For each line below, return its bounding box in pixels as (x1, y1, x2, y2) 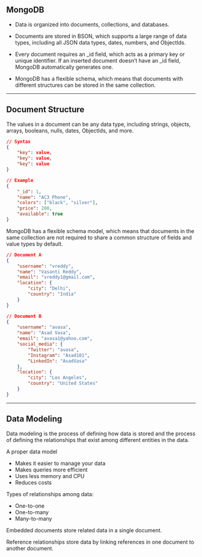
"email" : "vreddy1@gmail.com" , (17, 274, 96, 281)
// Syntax (6, 138, 31, 145)
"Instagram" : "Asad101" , (28, 352, 90, 358)
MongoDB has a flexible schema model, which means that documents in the (6, 227, 194, 234)
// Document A (6, 252, 42, 258)
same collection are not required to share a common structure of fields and (6, 234, 192, 241)
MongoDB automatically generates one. (14, 63, 114, 70)
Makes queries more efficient (14, 466, 88, 473)
